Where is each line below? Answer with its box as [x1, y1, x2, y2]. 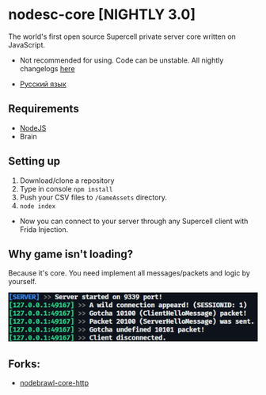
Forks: [8, 357, 41, 370]
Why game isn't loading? [8, 247, 134, 260]
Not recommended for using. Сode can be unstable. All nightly [19, 55, 224, 65]
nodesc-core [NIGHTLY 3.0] [8, 6, 196, 24]
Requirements [8, 102, 79, 116]
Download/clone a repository [19, 176, 115, 185]
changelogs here [19, 63, 75, 73]
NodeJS [19, 123, 47, 132]
